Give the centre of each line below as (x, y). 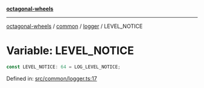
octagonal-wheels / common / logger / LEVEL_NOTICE (74, 26)
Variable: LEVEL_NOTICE (70, 51)
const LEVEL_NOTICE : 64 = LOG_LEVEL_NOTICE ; (63, 67)
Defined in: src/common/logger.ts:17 (52, 78)
